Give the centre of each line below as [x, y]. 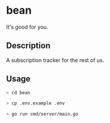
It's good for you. [27, 27]
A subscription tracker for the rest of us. [55, 60]
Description [28, 46]
